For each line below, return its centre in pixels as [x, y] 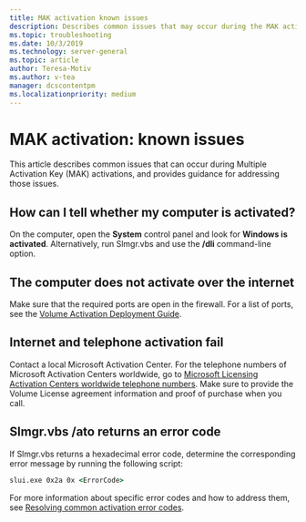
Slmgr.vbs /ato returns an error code [115, 432]
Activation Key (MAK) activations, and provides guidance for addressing [145, 174]
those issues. [34, 184]
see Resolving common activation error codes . [97, 507]
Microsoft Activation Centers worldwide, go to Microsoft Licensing [134, 374]
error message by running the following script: [97, 463]
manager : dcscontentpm [52, 86]
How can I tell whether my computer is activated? [153, 212]
